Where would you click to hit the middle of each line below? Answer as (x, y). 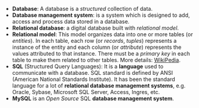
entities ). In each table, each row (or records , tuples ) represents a (94, 41)
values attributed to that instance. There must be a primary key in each (101, 53)
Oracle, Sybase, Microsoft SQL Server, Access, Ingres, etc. (86, 92)
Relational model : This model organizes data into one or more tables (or (103, 34)
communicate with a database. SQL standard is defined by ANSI (93, 73)
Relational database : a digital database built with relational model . (96, 28)
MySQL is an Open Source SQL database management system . (93, 98)
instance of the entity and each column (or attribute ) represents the (96, 47)
